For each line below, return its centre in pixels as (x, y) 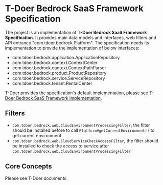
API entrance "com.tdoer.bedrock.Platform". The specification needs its (77, 42)
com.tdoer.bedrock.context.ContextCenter (55, 62)
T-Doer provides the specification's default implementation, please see (77, 93)
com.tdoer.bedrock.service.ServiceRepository (58, 78)
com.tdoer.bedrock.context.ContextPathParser (59, 68)
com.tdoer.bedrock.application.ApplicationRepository (66, 57)
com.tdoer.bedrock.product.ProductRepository (59, 73)
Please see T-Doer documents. (36, 178)
